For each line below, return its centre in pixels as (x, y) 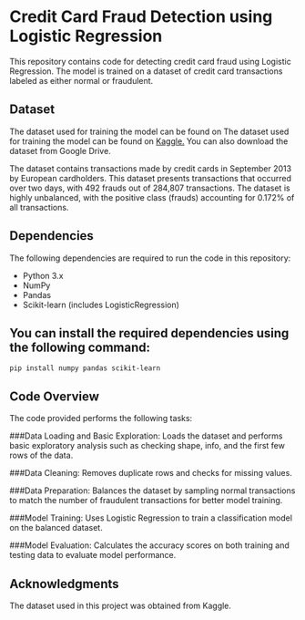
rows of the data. (41, 455)
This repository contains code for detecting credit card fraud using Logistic (150, 61)
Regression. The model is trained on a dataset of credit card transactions (146, 71)
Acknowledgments (65, 584)
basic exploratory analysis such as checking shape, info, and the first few (147, 446)
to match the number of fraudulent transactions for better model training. (146, 501)
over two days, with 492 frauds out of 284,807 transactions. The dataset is (150, 188)
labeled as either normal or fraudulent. (81, 80)
